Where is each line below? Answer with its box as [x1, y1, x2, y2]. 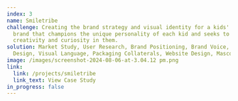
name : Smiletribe [6, 17, 58, 24]
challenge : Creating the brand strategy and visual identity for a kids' [6, 23, 230, 31]
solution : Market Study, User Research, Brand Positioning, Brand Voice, [6, 43, 230, 51]
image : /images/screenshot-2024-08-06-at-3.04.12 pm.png [6, 57, 179, 64]
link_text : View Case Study [13, 76, 97, 84]
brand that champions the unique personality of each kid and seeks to [13, 30, 230, 38]
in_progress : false [6, 83, 65, 90]
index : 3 [6, 10, 33, 18]
